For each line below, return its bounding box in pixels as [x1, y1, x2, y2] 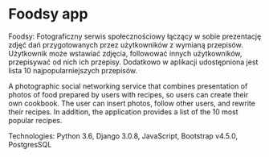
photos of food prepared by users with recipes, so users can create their [8, 89, 249, 99]
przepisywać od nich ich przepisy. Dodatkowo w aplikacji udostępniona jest [8, 57, 259, 67]
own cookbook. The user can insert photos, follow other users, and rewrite [8, 98, 255, 108]
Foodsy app [8, 5, 88, 23]
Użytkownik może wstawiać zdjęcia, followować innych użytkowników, [8, 48, 243, 58]
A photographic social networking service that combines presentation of [8, 81, 248, 91]
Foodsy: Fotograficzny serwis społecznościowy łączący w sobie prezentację [8, 31, 262, 41]
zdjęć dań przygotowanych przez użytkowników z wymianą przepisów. [8, 39, 243, 49]
